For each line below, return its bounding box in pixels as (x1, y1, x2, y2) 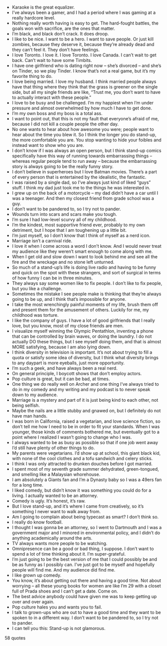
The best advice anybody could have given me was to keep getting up (11, 594, 157, 599)
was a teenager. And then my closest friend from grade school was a (11, 195, 154, 201)
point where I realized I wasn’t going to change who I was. (11, 434, 132, 440)
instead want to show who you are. (11, 142, 84, 148)
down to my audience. (11, 392, 58, 398)
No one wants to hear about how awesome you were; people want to (11, 126, 154, 132)
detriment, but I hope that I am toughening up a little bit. (11, 227, 127, 233)
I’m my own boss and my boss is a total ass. (11, 110, 103, 116)
